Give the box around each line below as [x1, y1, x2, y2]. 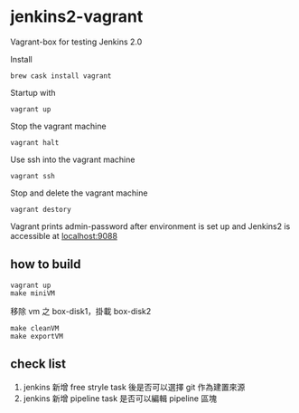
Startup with [10, 87, 57, 98]
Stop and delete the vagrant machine [10, 187, 148, 198]
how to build [10, 256, 81, 273]
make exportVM [10, 331, 64, 341]
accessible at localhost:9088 [10, 230, 118, 241]
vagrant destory [10, 205, 71, 214]
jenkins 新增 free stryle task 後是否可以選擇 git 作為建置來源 [23, 381, 246, 392]
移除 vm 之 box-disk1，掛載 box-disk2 [10, 305, 152, 316]
